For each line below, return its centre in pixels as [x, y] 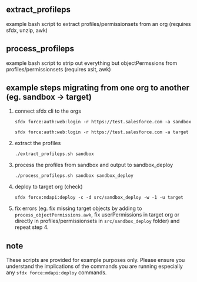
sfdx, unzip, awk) [27, 30]
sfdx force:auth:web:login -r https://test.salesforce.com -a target [102, 132]
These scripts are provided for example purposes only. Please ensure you [96, 260]
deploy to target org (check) [49, 187]
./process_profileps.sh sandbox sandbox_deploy [74, 176]
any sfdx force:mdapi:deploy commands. [56, 273]
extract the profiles [38, 143]
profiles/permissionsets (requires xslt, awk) [59, 69]
